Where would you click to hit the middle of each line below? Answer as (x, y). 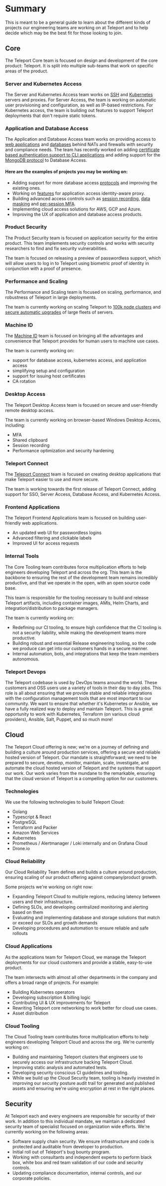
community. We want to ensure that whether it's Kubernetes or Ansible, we (82, 703)
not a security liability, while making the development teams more (79, 633)
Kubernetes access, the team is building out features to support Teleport (79, 110)
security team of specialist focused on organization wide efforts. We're (78, 1126)
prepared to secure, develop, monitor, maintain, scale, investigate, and (77, 762)
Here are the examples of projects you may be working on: (66, 171)
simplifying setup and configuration (49, 371)
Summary (26, 9)
